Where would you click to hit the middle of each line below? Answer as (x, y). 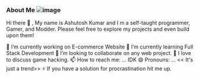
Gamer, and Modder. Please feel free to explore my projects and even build (98, 29)
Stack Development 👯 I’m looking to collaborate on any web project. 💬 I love (99, 53)
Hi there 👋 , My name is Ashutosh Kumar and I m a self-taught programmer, (98, 23)
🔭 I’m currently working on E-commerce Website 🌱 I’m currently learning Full (100, 47)
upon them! (20, 35)
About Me (21, 10)
